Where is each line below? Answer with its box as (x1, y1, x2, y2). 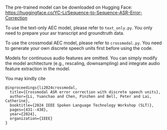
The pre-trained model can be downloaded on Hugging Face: (5, 5, 132, 10)
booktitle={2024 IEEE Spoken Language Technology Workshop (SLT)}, (10, 103, 154, 108)
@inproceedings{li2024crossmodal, (5, 85, 78, 90)
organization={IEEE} (10, 116, 53, 121)
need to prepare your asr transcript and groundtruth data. (5, 30, 125, 36)
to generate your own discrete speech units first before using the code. (5, 45, 153, 51)
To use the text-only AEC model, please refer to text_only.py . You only (5, 25, 152, 31)
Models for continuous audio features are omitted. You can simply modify (5, 55, 157, 61)
